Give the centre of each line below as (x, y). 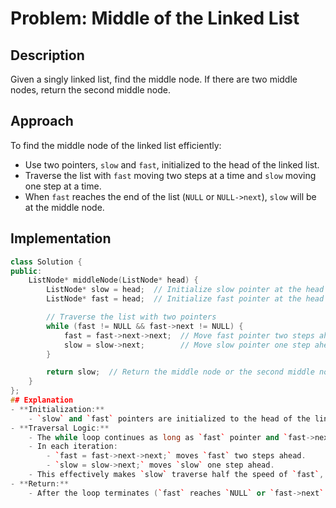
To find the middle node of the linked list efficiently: (116, 145)
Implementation (61, 238)
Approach (42, 121)
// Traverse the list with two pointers (131, 317)
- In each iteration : (73, 447)
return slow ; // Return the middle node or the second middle (180, 372)
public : (26, 271)
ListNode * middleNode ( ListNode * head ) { (113, 280)
